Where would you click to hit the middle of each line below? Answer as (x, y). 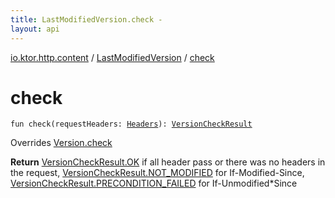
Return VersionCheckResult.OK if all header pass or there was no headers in (168, 162)
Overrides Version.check (61, 143)
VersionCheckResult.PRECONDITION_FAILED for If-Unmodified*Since (154, 183)
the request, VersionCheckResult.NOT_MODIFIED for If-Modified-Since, (157, 173)
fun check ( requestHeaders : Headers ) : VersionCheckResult (131, 124)
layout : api (35, 29)
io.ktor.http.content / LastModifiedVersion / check (112, 57)
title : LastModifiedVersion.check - (86, 19)
